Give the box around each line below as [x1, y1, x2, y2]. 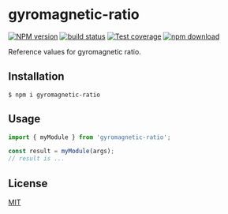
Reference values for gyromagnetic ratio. [8, 47, 142, 56]
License [8, 176, 48, 190]
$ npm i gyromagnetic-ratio [8, 91, 101, 99]
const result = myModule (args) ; [8, 148, 114, 156]
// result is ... [8, 155, 65, 163]
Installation [8, 69, 65, 84]
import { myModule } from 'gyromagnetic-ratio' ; [8, 133, 171, 141]
